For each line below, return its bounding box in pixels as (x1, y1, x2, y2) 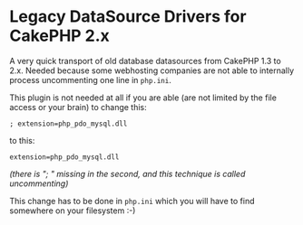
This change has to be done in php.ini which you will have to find (9, 195, 255, 206)
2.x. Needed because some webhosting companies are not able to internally (9, 65, 295, 76)
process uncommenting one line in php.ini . (9, 74, 172, 85)
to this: (9, 135, 35, 145)
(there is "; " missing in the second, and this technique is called (9, 168, 246, 179)
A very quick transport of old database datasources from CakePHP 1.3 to (9, 55, 281, 66)
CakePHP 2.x (9, 25, 111, 46)
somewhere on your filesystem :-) (9, 205, 136, 216)
